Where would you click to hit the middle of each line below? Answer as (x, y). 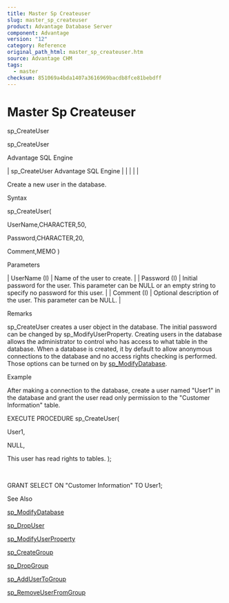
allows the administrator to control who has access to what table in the (108, 342)
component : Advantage (38, 33)
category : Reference (37, 46)
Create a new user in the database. (57, 184)
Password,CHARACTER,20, (46, 238)
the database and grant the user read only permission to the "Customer (109, 398)
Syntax (17, 198)
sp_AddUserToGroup (37, 579)
